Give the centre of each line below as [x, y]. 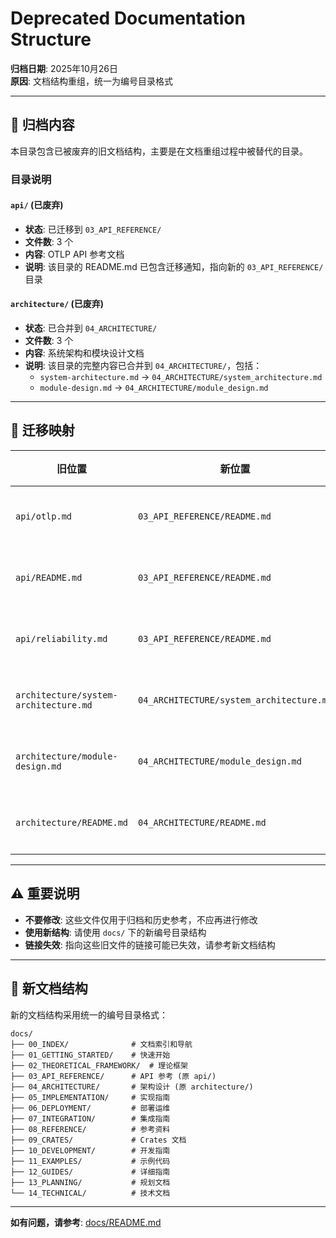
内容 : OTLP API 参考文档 [74, 254]
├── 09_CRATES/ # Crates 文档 [98, 1140]
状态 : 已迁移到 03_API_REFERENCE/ [93, 229]
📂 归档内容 [42, 125]
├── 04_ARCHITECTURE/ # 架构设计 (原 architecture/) [132, 1087]
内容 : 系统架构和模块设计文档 [84, 353]
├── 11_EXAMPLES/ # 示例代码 [90, 1161]
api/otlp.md [44, 516]
